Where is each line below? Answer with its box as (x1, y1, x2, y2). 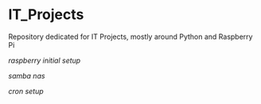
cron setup (8, 86, 44, 96)
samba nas (8, 71, 45, 80)
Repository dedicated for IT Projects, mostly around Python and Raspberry (8, 32, 253, 41)
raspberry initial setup (8, 56, 81, 65)
